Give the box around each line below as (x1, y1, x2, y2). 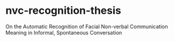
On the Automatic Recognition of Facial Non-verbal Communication (5, 23, 168, 30)
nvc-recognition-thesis (5, 4, 121, 17)
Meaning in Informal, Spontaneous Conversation (5, 29, 122, 36)
